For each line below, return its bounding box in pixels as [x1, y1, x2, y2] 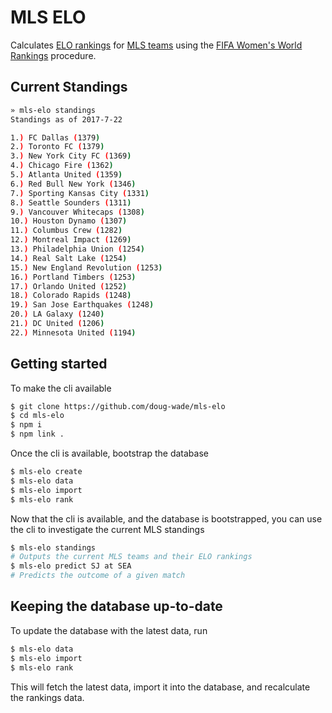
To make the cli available [10, 382, 112, 394]
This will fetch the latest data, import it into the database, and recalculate [10, 681, 311, 693]
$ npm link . [10, 429, 65, 440]
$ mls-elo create [10, 467, 83, 477]
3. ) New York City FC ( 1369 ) [10, 151, 132, 161]
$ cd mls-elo [10, 411, 65, 421]
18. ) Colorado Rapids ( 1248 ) [10, 291, 132, 301]
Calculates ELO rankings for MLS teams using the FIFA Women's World [10, 39, 303, 51]
